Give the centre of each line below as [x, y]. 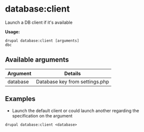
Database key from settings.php [73, 82]
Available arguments [37, 60]
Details [72, 73]
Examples [20, 99]
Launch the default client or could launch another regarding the [76, 111]
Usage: [13, 32]
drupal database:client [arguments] [42, 41]
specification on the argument [42, 115]
